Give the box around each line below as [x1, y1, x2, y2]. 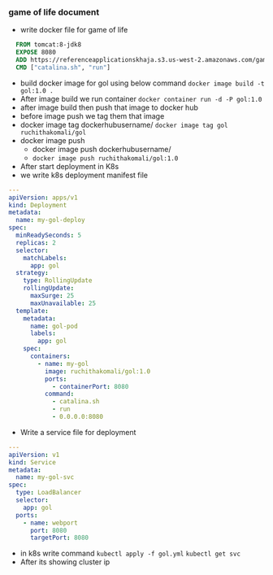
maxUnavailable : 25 [29, 299, 96, 307]
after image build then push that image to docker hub [19, 102, 199, 112]
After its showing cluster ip [19, 557, 110, 567]
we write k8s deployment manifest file [19, 170, 149, 180]
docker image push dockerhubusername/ [32, 144, 171, 154]
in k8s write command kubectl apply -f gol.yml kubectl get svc [19, 548, 241, 559]
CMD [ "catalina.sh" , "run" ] [15, 63, 111, 72]
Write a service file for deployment [19, 427, 136, 437]
